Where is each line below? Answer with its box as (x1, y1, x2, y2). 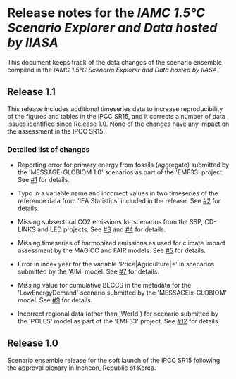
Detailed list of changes (7, 144, 90, 154)
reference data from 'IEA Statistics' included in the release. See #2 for (17, 197, 221, 205)
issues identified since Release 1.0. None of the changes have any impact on (7, 120, 230, 128)
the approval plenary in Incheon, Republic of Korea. (7, 364, 156, 372)
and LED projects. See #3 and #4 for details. (37, 225, 166, 233)
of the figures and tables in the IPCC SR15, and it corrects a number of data (7, 112, 225, 120)
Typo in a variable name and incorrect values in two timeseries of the (17, 189, 218, 198)
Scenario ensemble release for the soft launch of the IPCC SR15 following (7, 356, 221, 364)
